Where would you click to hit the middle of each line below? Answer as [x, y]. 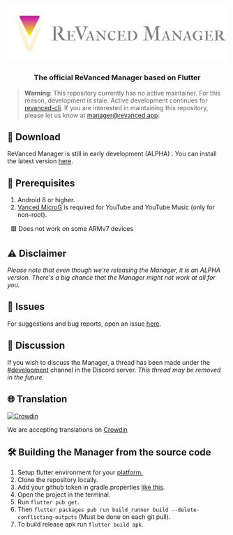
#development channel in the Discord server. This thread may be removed [114, 370]
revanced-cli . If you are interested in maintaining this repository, [116, 107]
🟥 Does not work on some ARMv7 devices [72, 229]
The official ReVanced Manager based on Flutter [117, 77]
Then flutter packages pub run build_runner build [93, 510]
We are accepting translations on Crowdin [67, 429]
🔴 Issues [26, 307]
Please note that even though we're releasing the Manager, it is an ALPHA [114, 270]
